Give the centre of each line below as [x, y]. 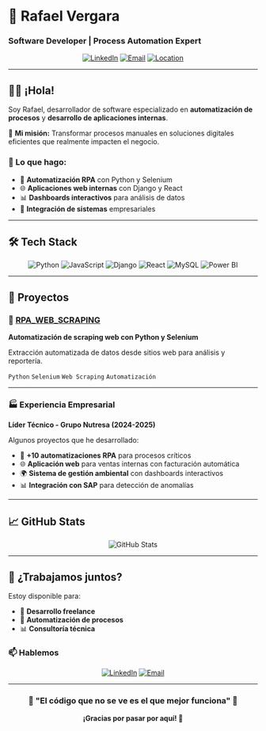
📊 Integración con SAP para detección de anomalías [106, 485]
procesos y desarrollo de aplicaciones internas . [88, 118]
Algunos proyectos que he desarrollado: [74, 440]
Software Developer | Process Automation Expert [105, 41]
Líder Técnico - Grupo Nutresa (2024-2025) [82, 425]
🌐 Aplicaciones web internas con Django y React [101, 188]
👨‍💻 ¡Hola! [32, 90]
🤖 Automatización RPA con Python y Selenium [96, 179]
